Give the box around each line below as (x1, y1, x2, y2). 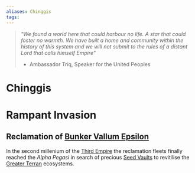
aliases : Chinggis (6, 8, 51, 15)
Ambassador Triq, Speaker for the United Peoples (29, 60, 151, 68)
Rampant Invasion (6, 108, 97, 122)
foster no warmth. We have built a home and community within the (20, 37, 184, 44)
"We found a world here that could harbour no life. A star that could (20, 30, 186, 37)
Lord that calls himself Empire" (20, 49, 96, 56)
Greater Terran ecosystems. (6, 160, 74, 167)
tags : (6, 14, 19, 20)
